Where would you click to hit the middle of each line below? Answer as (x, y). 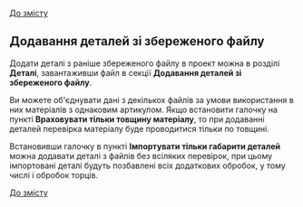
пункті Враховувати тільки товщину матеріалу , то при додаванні (137, 119)
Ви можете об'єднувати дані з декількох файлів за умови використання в (152, 99)
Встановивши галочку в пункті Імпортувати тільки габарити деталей (145, 146)
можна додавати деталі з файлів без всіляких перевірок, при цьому (141, 155)
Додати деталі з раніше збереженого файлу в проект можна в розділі (145, 63)
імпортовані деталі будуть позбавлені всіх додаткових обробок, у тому (147, 165)
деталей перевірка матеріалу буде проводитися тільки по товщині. (139, 128)
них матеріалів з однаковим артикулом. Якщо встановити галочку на (144, 109)
